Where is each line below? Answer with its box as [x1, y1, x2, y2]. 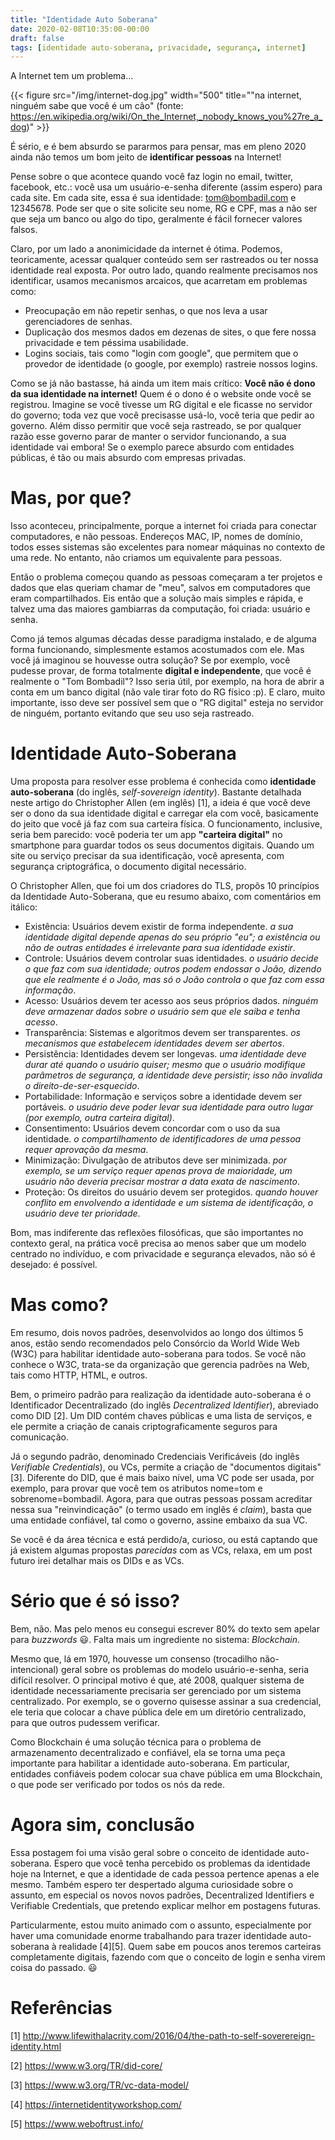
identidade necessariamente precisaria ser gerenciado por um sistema [10, 1685, 302, 1696]
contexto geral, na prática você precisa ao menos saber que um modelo [10, 1237, 307, 1250]
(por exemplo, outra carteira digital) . [24, 1112, 175, 1124]
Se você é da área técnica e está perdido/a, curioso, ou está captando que [10, 1534, 318, 1546]
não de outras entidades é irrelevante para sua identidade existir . [24, 942, 296, 954]
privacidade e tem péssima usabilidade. [24, 337, 189, 349]
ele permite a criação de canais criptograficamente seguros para [10, 1421, 278, 1433]
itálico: [10, 901, 38, 913]
